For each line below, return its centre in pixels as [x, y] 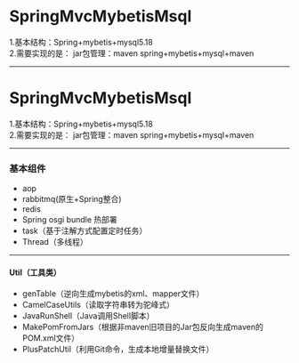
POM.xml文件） [51, 338]
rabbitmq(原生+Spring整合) [72, 199]
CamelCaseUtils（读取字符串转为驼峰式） [98, 305]
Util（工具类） [35, 272]
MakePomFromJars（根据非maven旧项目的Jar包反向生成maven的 [143, 327]
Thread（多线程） [55, 242]
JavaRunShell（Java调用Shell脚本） [88, 316]
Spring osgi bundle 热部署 [69, 220]
